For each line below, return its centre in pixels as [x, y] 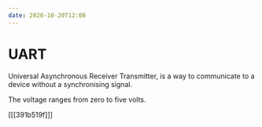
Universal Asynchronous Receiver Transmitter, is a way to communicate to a [131, 76]
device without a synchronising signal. [70, 84]
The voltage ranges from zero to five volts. [77, 100]
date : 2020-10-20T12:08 [47, 15]
